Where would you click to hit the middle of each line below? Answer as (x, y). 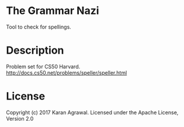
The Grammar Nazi (53, 11)
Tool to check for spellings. (39, 27)
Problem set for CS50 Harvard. (43, 66)
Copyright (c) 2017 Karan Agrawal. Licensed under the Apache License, (92, 112)
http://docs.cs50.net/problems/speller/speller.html (67, 73)
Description (35, 50)
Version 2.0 (20, 118)
